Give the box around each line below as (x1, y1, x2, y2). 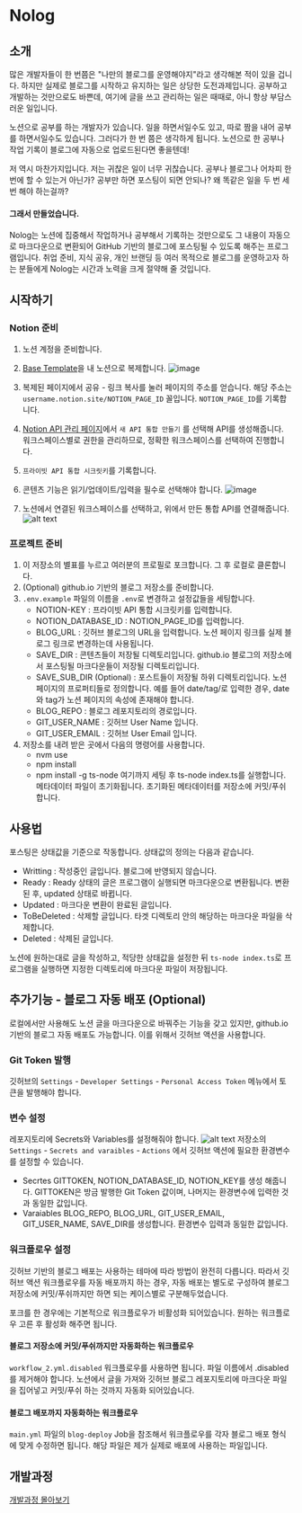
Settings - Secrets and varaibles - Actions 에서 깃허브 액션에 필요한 (9, 1145, 259, 1156)
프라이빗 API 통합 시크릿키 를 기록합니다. (22, 465, 157, 476)
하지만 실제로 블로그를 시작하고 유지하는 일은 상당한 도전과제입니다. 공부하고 (21, 80, 288, 91)
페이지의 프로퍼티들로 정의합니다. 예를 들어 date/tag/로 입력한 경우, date (35, 683, 290, 694)
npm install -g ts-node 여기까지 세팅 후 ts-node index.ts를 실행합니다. (35, 770, 286, 780)
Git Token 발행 (9, 1054, 72, 1066)
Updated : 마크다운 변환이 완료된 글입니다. (22, 900, 173, 910)
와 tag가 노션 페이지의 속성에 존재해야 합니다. (35, 694, 195, 706)
